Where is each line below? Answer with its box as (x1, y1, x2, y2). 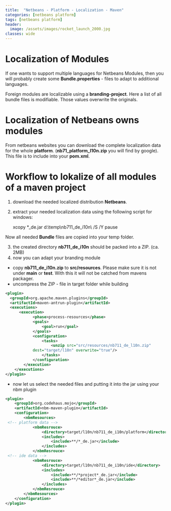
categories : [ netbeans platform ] (5, 12, 76, 17)
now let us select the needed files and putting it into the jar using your (12, 381, 159, 387)
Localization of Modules (5, 53, 109, 65)
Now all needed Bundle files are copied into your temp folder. (5, 234, 134, 240)
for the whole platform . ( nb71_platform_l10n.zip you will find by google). (5, 147, 159, 153)
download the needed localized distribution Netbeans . (12, 198, 127, 205)
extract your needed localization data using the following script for (12, 208, 152, 215)
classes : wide (5, 31, 36, 36)
